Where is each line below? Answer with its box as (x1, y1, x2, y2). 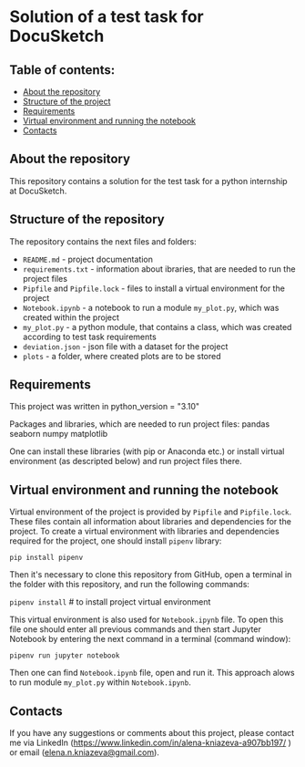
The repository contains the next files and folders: (9, 235, 198, 247)
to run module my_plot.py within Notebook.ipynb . (9, 677, 191, 688)
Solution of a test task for (9, 6, 204, 27)
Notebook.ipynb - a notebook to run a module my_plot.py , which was (22, 302, 280, 313)
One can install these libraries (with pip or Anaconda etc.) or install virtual (9, 446, 285, 457)
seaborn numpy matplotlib (9, 429, 108, 440)
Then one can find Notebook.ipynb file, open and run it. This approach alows (9, 668, 295, 679)
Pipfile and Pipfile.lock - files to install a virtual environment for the (22, 283, 285, 294)
